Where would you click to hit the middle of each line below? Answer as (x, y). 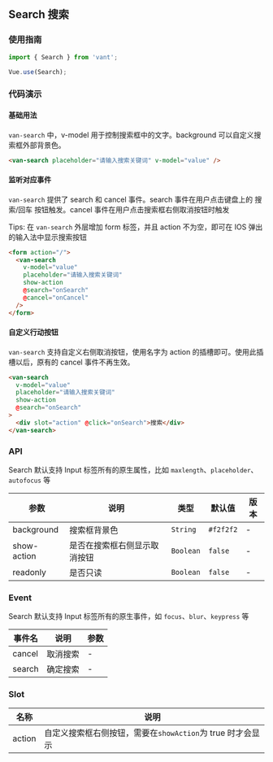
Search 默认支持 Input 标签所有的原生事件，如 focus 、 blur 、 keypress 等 (129, 616)
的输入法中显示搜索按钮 (48, 237)
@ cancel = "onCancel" (56, 298)
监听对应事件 (30, 180)
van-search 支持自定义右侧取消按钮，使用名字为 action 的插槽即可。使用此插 (136, 351)
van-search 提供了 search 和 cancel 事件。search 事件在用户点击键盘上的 (131, 199)
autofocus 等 (30, 480)
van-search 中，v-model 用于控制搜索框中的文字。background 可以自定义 (131, 135)
